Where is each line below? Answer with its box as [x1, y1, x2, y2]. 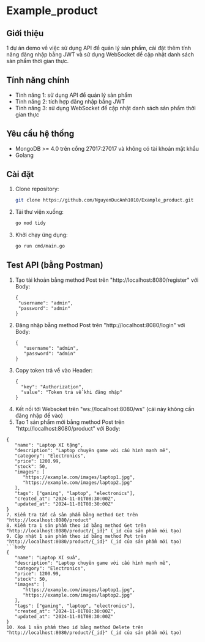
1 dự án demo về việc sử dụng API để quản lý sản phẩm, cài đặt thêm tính [6, 44, 192, 51]
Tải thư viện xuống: [15, 208, 64, 216]
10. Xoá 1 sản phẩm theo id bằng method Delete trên [6, 624, 144, 630]
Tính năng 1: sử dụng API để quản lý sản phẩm [15, 91, 133, 99]
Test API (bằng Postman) [6, 260, 103, 270]
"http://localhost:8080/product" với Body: [15, 425, 121, 432]
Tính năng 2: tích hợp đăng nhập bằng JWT [15, 97, 125, 105]
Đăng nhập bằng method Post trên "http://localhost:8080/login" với [15, 321, 185, 328]
